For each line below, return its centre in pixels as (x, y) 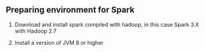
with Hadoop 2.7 (35, 31)
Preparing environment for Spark (70, 10)
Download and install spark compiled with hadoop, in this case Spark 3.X (107, 24)
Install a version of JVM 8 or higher (59, 42)
